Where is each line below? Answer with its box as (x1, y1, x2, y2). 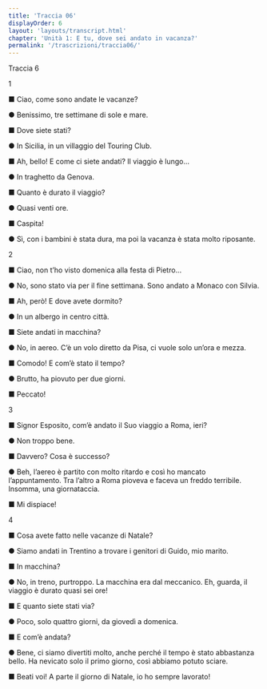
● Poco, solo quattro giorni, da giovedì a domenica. (8, 617, 178, 627)
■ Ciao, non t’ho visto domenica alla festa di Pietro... (8, 265, 182, 275)
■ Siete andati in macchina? (8, 328, 102, 337)
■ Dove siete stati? (8, 126, 72, 135)
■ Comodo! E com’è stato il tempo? (8, 358, 126, 369)
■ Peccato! (8, 389, 46, 399)
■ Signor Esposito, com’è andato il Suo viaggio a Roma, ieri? (8, 421, 208, 430)
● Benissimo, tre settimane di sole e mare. (8, 110, 149, 120)
